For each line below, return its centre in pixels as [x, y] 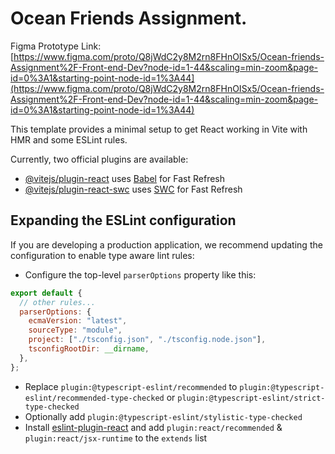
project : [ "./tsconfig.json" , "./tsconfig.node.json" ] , [147, 340]
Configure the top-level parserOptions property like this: [140, 274]
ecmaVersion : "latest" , [78, 321]
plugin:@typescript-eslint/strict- [251, 398]
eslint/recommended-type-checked [94, 398]
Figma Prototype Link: [56, 46]
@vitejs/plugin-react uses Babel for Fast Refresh [125, 178]
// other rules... [58, 302]
